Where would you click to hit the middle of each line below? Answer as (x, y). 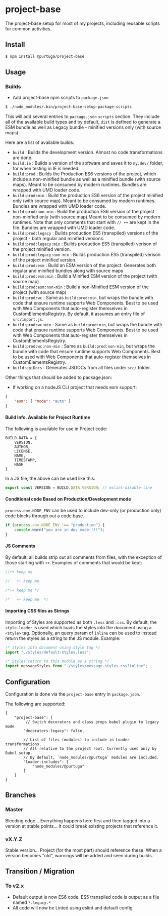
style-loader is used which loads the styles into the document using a (78, 627)
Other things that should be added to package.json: (59, 377)
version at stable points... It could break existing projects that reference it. (82, 826)
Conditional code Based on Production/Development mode (68, 499)
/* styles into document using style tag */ (53, 647)
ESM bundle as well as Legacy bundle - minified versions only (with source (83, 127)
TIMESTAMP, (26, 460)
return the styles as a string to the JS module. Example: (63, 638)
